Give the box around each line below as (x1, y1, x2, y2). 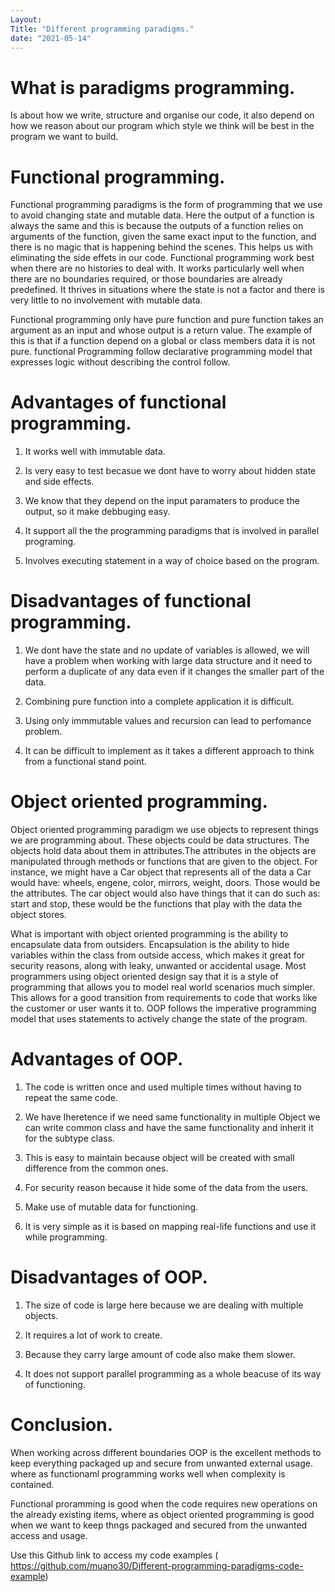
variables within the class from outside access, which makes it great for (10, 949, 306, 961)
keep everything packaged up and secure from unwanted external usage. (10, 1457, 313, 1469)
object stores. (10, 909, 67, 921)
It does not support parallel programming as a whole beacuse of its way (24, 1367, 322, 1380)
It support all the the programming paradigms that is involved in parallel (24, 525, 320, 537)
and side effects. (24, 476, 95, 488)
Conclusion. (10, 1414, 114, 1436)
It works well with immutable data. (24, 446, 166, 458)
